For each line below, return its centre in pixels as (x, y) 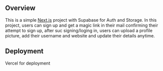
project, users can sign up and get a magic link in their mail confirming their (82, 25)
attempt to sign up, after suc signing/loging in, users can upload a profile (79, 30)
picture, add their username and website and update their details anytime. (80, 35)
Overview (20, 8)
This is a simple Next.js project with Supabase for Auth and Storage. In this (81, 20)
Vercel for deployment (28, 63)
